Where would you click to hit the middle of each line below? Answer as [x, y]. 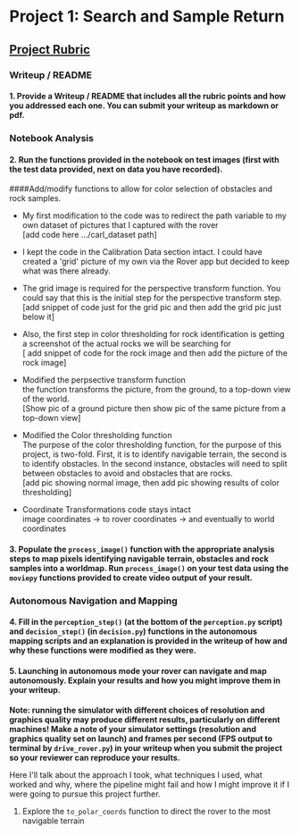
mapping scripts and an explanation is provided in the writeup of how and [148, 641]
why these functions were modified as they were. [103, 651]
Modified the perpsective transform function [104, 380]
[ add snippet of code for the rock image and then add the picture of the [155, 353]
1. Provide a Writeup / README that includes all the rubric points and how [148, 97]
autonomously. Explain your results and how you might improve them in [145, 680]
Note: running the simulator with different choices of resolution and [137, 710]
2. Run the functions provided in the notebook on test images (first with [144, 159]
